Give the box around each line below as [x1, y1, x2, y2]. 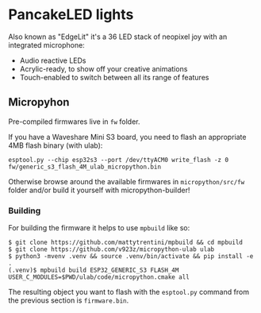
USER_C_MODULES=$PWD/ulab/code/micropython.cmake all [8, 273, 190, 281]
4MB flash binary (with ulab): [8, 141, 103, 150]
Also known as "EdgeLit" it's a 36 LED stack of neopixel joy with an [8, 32, 228, 41]
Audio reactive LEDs [19, 56, 86, 65]
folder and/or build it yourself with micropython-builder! [8, 185, 190, 195]
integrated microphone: [8, 40, 85, 49]
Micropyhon [8, 95, 70, 109]
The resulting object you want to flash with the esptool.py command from [8, 288, 250, 297]
